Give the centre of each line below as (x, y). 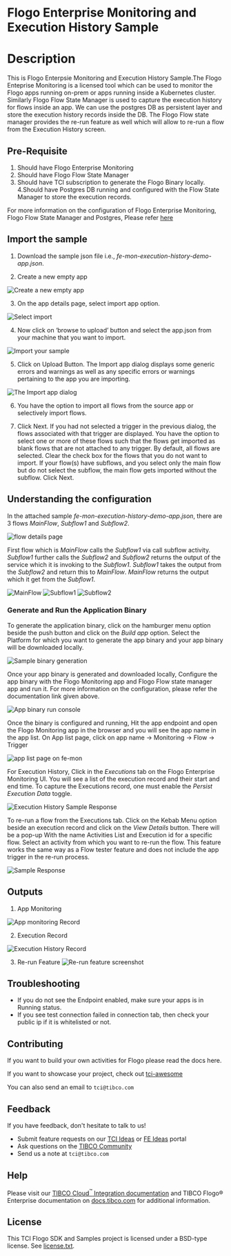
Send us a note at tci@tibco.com (63, 1154)
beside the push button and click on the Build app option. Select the (103, 632)
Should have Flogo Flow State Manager (73, 175)
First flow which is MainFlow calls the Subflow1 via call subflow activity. (109, 550)
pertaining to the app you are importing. (74, 379)
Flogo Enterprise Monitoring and (102, 13)
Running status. (39, 1008)
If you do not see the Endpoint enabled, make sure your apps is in (110, 1000)
